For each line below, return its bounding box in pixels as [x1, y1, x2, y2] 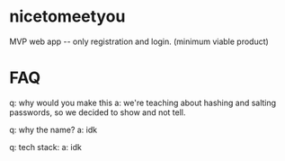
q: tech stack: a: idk [9, 141, 83, 152]
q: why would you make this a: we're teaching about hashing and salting [9, 97, 277, 108]
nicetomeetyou [9, 6, 126, 27]
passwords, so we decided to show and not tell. [9, 106, 186, 118]
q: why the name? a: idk [9, 124, 97, 135]
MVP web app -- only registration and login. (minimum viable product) [9, 36, 270, 47]
